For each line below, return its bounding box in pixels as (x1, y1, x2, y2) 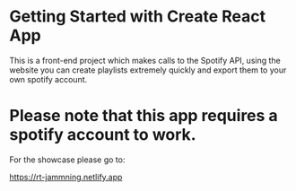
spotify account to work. (9, 125, 196, 145)
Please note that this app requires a (9, 106, 278, 126)
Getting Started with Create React (9, 6, 266, 27)
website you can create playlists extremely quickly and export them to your (9, 65, 287, 75)
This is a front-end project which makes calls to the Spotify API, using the (9, 55, 281, 65)
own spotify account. (9, 74, 88, 84)
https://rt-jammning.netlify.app (9, 171, 123, 182)
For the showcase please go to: (9, 154, 126, 165)
